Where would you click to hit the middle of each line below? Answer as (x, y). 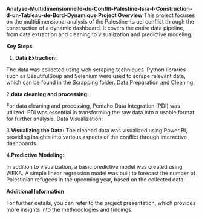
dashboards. (22, 143)
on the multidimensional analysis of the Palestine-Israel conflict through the (100, 21)
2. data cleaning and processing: (48, 94)
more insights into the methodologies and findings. (70, 209)
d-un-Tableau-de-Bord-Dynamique (51, 15)
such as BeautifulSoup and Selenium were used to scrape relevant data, (96, 76)
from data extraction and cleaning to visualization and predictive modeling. (99, 34)
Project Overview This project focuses (146, 15)
